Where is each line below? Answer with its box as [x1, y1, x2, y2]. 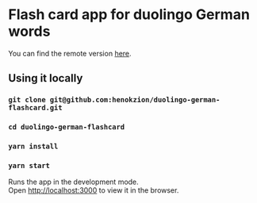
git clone [8, 95, 46, 105]
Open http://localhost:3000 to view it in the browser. [8, 186, 179, 195]
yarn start [8, 161, 50, 170]
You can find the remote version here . [8, 48, 132, 58]
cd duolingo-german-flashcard [8, 123, 125, 132]
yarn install [8, 142, 59, 151]
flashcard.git [8, 103, 63, 113]
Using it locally [8, 71, 83, 85]
